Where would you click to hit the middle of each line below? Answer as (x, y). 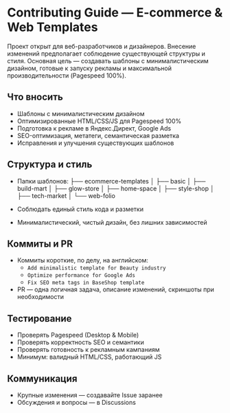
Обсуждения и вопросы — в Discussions (76, 402)
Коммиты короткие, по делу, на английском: (83, 260)
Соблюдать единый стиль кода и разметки (80, 209)
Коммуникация (42, 378)
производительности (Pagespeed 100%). (67, 75)
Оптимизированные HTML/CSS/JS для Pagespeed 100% (99, 121)
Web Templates (53, 27)
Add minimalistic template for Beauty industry (96, 268)
